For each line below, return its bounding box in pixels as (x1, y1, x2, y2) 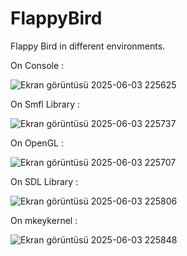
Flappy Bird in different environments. (10, 40, 166, 52)
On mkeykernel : (10, 214, 78, 226)
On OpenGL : (10, 137, 64, 149)
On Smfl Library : (10, 98, 81, 110)
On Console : (10, 59, 65, 71)
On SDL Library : (10, 175, 79, 187)
